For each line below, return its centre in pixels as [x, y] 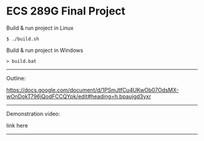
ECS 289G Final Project [66, 11]
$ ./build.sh [23, 39]
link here [17, 125]
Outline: [16, 78]
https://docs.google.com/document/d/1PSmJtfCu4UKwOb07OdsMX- [93, 90]
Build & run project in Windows [45, 50]
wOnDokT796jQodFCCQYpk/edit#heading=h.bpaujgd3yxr [79, 96]
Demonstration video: [33, 114]
